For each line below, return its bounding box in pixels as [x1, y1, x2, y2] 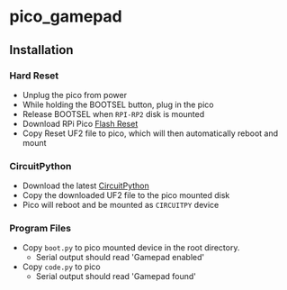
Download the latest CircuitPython [22, 180, 150, 191]
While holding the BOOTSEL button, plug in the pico [22, 99, 214, 110]
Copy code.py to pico [22, 261, 101, 272]
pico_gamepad [9, 6, 123, 27]
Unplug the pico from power [22, 89, 128, 100]
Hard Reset [9, 69, 59, 82]
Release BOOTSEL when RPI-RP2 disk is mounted [22, 108, 205, 119]
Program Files [9, 222, 72, 235]
